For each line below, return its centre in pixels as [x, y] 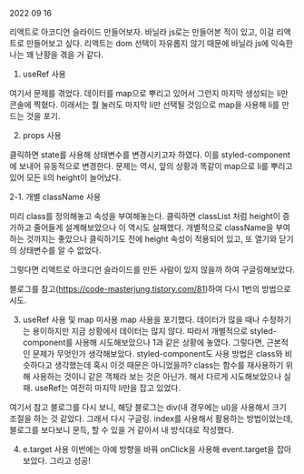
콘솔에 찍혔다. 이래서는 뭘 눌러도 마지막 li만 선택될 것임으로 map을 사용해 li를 [145, 105]
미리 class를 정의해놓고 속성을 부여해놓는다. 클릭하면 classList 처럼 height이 [145, 216]
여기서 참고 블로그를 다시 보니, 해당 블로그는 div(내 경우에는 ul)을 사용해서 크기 [148, 407]
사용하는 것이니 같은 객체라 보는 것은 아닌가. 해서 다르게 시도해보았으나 [157, 376]
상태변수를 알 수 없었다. [60, 250]
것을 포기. [43, 116]
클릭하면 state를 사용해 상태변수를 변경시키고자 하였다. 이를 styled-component [150, 155]
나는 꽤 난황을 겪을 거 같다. [57, 55]
